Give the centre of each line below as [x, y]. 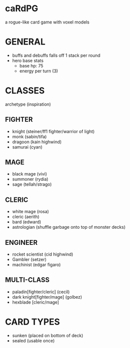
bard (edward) [27, 222]
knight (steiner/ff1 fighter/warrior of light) [53, 131]
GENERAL [25, 42]
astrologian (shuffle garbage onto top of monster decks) [69, 227]
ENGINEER [21, 242]
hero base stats [28, 60]
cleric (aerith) [26, 217]
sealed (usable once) [33, 341]
